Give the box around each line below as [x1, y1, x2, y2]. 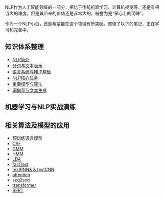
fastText [12, 161, 29, 168]
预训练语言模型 [12, 135, 43, 141]
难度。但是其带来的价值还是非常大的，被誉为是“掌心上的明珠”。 [18, 10, 146, 16]
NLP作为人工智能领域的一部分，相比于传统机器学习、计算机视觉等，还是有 [5, 4, 155, 10]
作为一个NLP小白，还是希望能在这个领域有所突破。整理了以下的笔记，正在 [5, 21, 155, 26]
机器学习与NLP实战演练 [5, 103, 76, 111]
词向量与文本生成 [12, 87, 47, 93]
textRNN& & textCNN [12, 167, 55, 173]
